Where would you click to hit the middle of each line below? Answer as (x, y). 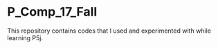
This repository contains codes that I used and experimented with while (109, 31)
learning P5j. (25, 37)
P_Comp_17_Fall (52, 12)
